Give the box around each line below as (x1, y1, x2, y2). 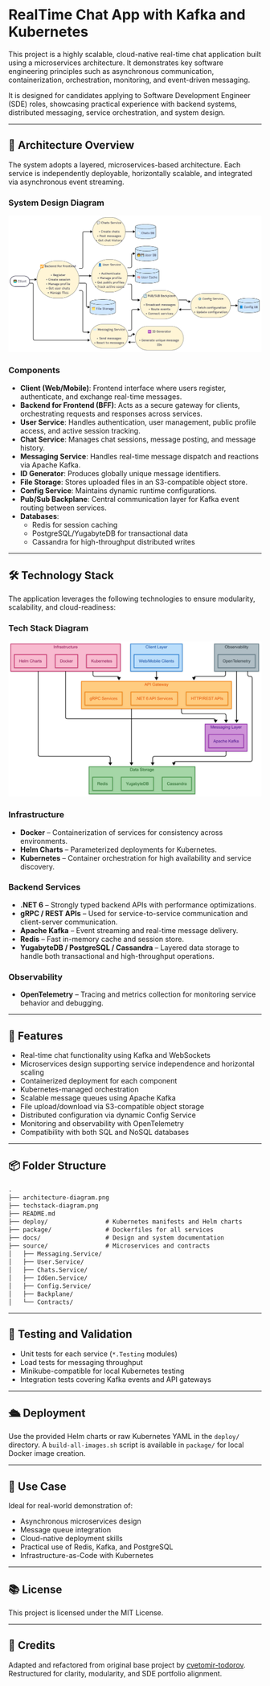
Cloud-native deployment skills (19, 1534, 123, 1544)
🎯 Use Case (8, 1479, 67, 1493)
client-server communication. (19, 917, 118, 927)
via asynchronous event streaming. (8, 177, 125, 187)
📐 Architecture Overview (8, 138, 135, 152)
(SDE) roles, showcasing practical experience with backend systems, (8, 99, 237, 109)
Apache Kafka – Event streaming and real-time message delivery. (19, 925, 239, 935)
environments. (19, 836, 68, 845)
